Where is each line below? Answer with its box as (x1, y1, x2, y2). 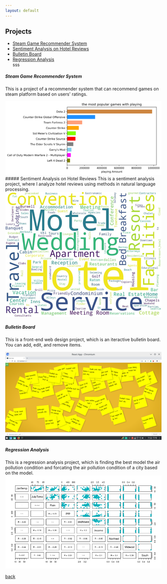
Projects (5, 28, 32, 36)
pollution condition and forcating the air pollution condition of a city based (5, 465, 157, 471)
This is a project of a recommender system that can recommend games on (5, 86, 159, 92)
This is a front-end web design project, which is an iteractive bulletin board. (5, 337, 161, 343)
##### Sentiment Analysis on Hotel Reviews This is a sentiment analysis (5, 176, 155, 182)
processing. (5, 186, 30, 192)
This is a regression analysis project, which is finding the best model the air (5, 459, 160, 465)
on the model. (5, 470, 34, 476)
